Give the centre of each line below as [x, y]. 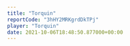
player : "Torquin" [33, 26]
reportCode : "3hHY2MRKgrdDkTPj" [53, 20]
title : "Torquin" [32, 13]
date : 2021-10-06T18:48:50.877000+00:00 [65, 32]
